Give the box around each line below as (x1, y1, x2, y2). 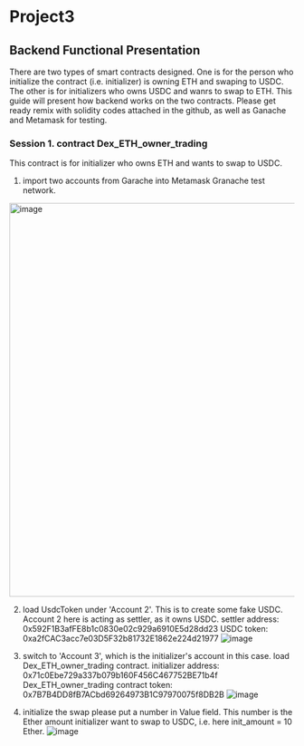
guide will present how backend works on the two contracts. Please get (9, 95, 276, 106)
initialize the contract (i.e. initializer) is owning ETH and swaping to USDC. (9, 76, 284, 87)
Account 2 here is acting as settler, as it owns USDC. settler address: (22, 614, 280, 625)
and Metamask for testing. (9, 115, 108, 125)
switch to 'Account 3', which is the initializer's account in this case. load (22, 651, 290, 662)
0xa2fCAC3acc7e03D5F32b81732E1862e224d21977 (22, 633, 219, 644)
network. (22, 185, 56, 196)
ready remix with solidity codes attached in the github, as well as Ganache (9, 105, 287, 115)
